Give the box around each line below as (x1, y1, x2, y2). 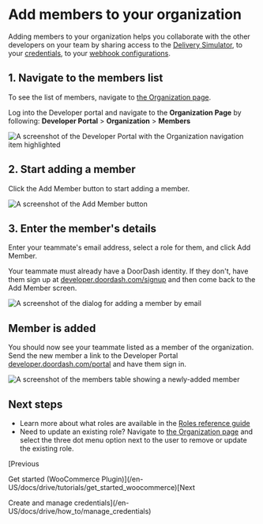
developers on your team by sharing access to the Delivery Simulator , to (8, 40, 243, 49)
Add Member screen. (8, 283, 77, 293)
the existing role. (19, 444, 74, 453)
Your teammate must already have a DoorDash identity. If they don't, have (8, 266, 249, 276)
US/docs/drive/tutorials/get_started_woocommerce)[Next (8, 483, 196, 492)
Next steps (8, 398, 63, 411)
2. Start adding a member (8, 163, 136, 176)
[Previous (8, 459, 39, 468)
